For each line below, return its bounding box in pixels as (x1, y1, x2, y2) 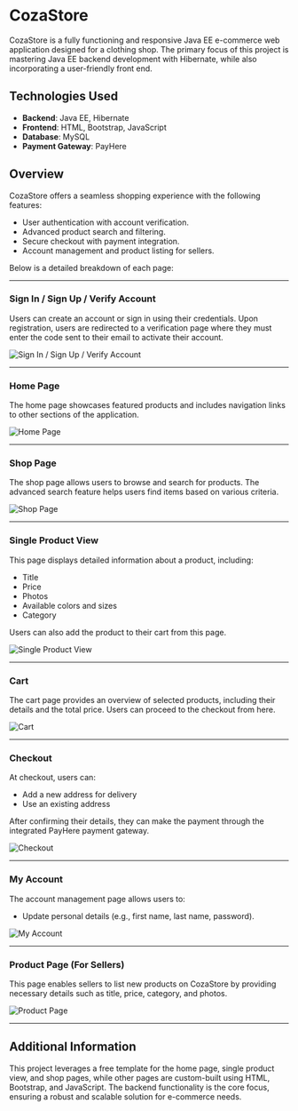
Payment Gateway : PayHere (21, 140, 127, 151)
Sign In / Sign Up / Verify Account (9, 292, 157, 305)
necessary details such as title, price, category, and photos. (9, 987, 228, 998)
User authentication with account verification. (21, 217, 189, 228)
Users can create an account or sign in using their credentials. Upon (9, 313, 259, 324)
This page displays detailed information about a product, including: (9, 555, 255, 565)
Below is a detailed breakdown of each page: (9, 262, 175, 273)
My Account (9, 873, 64, 885)
